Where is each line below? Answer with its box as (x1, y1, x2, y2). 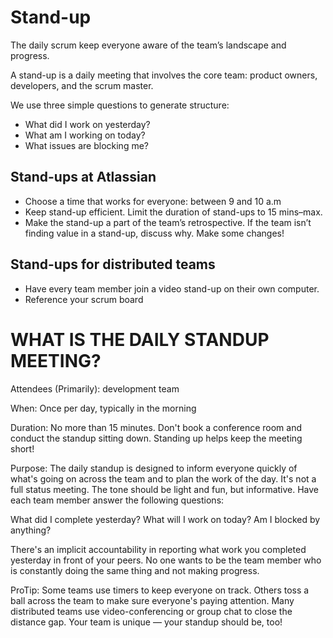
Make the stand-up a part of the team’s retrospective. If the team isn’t (24, 216, 312, 228)
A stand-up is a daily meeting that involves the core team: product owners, (10, 69, 318, 81)
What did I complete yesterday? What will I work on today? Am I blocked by (10, 513, 321, 525)
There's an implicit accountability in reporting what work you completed (10, 543, 307, 555)
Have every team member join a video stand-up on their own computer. (24, 282, 320, 295)
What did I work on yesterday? (24, 118, 151, 130)
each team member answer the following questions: (10, 494, 225, 506)
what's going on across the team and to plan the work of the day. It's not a (10, 472, 317, 485)
